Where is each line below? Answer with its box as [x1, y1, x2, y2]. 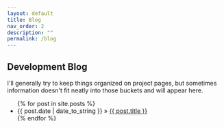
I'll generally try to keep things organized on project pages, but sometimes [7, 79, 217, 87]
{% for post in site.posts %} [16, 99, 96, 107]
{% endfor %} [16, 114, 57, 122]
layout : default [7, 10, 53, 17]
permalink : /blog [7, 36, 57, 42]
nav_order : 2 [7, 23, 45, 29]
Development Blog [7, 61, 88, 73]
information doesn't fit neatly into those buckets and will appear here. [7, 86, 203, 94]
